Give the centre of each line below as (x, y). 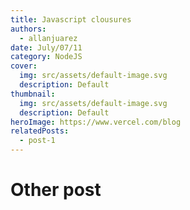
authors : (28, 29)
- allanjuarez (48, 38)
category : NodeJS (46, 57)
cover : (24, 66)
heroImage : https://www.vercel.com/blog (96, 122)
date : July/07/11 (46, 47)
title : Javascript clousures (71, 19)
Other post (56, 190)
